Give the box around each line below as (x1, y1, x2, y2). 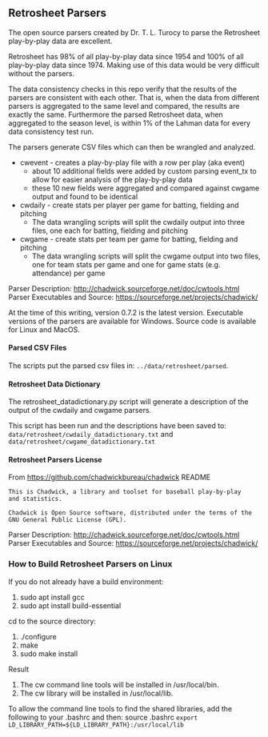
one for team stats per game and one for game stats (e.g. (31, 259, 221, 269)
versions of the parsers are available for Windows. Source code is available (8, 316, 257, 326)
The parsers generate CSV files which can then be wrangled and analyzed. (8, 142, 256, 151)
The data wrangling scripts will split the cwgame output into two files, (31, 251, 261, 261)
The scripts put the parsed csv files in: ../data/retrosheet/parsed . (8, 361, 229, 371)
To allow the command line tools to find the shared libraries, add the (8, 703, 233, 713)
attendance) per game (31, 268, 106, 278)
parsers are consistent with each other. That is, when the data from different (8, 92, 260, 102)
